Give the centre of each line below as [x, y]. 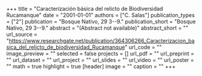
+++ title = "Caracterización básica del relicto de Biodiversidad [85, 9]
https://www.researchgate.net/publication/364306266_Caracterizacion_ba [102, 41]
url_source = [22, 34]
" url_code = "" [143, 47]
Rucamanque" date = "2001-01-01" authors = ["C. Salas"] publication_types [101, 15]
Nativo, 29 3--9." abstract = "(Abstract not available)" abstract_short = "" [97, 28]
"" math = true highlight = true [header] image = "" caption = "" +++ [91, 66]
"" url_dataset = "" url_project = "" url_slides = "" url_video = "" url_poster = [100, 60]
